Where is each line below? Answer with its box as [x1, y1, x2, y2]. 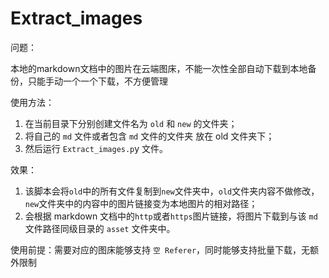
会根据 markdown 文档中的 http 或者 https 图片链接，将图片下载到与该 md [24, 210, 318, 222]
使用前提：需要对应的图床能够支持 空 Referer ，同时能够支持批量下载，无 [10, 243, 311, 256]
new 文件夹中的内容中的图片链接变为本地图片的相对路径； [24, 197, 258, 209]
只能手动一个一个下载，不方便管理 [27, 75, 168, 87]
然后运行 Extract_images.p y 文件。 [24, 142, 169, 154]
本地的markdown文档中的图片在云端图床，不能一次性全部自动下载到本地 [10, 62, 308, 74]
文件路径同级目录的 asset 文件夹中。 [24, 222, 176, 234]
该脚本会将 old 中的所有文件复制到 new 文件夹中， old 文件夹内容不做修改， [24, 185, 320, 197]
